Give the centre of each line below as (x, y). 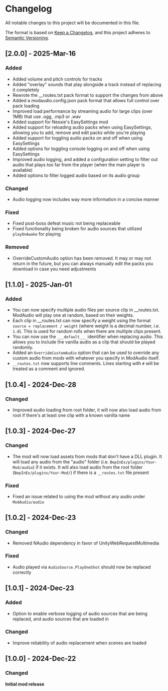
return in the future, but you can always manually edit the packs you (83, 263)
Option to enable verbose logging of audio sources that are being (80, 613)
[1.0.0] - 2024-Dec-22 (41, 659)
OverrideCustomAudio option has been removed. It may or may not (82, 258)
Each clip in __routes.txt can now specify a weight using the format (81, 321)
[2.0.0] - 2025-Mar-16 (41, 54)
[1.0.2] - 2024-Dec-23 (41, 517)
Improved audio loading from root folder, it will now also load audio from (87, 410)
